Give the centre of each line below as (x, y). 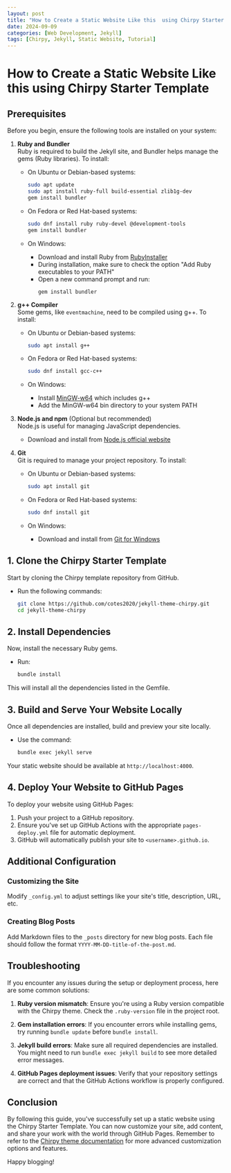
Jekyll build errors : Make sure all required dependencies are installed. (118, 1045)
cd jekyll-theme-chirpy (52, 610)
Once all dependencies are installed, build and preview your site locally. (109, 727)
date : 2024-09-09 (32, 26)
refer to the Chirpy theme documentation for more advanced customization (114, 1141)
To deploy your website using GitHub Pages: (71, 804)
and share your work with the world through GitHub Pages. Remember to (111, 1133)
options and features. (37, 1149)
